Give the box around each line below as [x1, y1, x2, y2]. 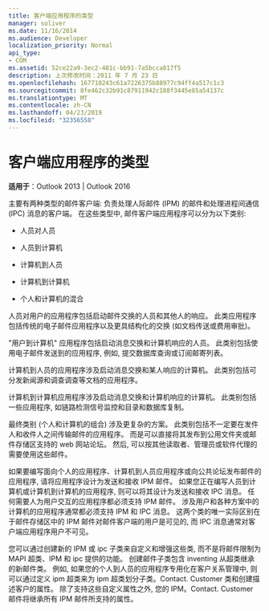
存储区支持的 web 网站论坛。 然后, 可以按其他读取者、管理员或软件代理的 [14, 439, 258, 449]
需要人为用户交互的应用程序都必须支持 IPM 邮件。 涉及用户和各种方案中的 [14, 496, 259, 506]
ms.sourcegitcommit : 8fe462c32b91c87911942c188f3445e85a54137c [8, 86, 225, 95]
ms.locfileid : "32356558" [8, 116, 95, 124]
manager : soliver [8, 19, 67, 27]
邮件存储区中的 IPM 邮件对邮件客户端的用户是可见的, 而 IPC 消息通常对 [14, 516, 249, 526]
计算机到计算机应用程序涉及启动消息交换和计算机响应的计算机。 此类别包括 [8, 392, 257, 401]
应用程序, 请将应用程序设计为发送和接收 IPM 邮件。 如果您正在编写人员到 [8, 476, 250, 486]
